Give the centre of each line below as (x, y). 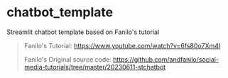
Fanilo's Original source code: (67, 59)
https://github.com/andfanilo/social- (166, 59)
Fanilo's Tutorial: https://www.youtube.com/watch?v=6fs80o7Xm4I (122, 45)
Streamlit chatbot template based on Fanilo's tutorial (83, 32)
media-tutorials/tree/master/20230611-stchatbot (95, 67)
